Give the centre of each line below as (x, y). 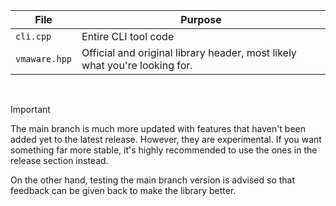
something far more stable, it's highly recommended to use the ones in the (164, 150)
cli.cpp (33, 36)
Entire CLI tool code (128, 36)
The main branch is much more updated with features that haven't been (158, 128)
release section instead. (59, 160)
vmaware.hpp (44, 59)
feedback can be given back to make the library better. (123, 190)
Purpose (201, 19)
